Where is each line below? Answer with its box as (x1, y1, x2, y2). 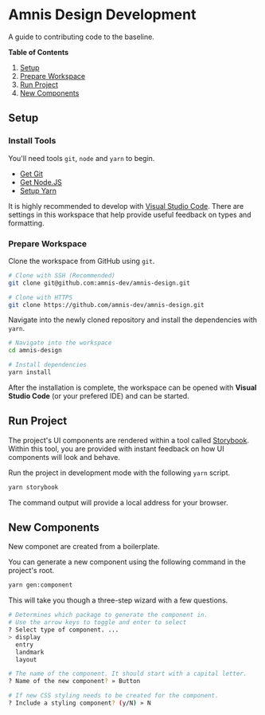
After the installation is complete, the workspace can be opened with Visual (8, 383, 257, 392)
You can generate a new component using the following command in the (8, 557, 247, 567)
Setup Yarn (19, 186, 57, 195)
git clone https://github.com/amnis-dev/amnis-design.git (8, 301, 205, 308)
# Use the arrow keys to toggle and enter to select (8, 619, 187, 627)
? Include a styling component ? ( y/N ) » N (8, 699, 151, 707)
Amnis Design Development (8, 6, 197, 24)
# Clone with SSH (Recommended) (8, 271, 115, 280)
